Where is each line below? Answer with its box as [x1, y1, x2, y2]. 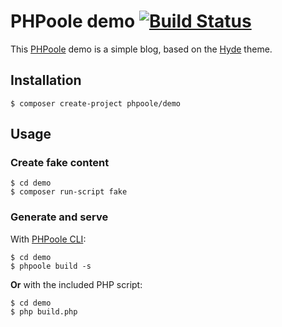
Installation [10, 72, 82, 89]
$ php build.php [10, 306, 78, 317]
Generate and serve [10, 210, 109, 224]
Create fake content [10, 156, 110, 170]
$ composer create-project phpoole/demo [10, 98, 182, 109]
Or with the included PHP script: [10, 278, 143, 290]
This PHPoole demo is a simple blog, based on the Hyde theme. [10, 43, 273, 55]
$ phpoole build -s [10, 261, 92, 271]
